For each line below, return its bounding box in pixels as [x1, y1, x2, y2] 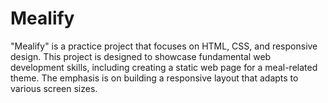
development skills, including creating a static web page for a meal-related [10, 61, 318, 73]
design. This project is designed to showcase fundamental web [10, 50, 272, 62]
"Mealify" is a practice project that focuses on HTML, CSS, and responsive [10, 40, 318, 52]
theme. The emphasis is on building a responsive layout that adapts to [10, 72, 299, 84]
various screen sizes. [10, 82, 98, 94]
